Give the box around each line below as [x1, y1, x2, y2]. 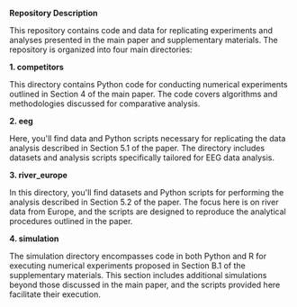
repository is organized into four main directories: [9, 44, 193, 55]
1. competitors [9, 62, 65, 72]
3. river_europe [9, 170, 67, 180]
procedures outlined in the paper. [9, 216, 133, 226]
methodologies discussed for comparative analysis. [9, 98, 201, 109]
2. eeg [9, 116, 33, 126]
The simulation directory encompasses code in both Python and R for [9, 251, 267, 261]
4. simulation [9, 233, 59, 244]
